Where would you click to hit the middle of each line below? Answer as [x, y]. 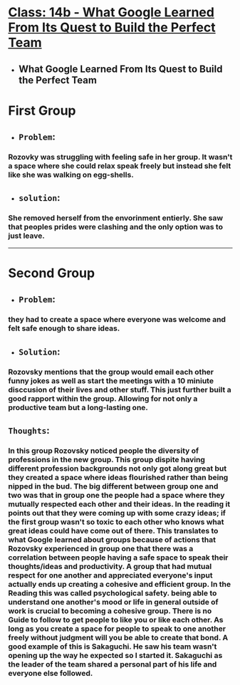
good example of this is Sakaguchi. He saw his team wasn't [113, 647]
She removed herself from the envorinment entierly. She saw [116, 218]
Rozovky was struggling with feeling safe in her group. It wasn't [120, 157]
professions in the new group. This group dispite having [107, 459]
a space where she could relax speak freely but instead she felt [120, 166]
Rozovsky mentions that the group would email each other [111, 372]
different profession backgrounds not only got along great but [118, 469]
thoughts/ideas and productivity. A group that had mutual [110, 566]
